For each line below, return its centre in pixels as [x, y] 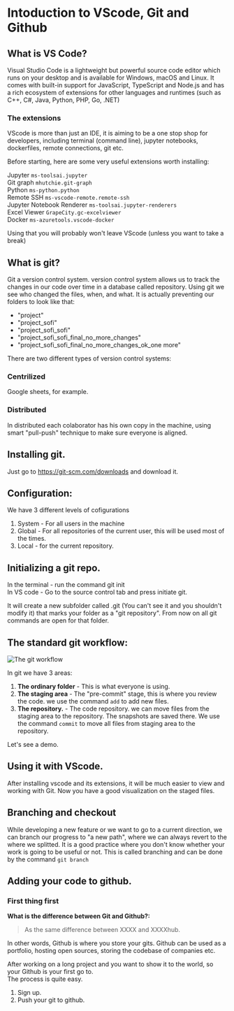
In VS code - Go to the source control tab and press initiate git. [97, 592]
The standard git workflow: [67, 642]
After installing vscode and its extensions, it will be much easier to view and [116, 783]
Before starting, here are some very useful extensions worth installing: [108, 161]
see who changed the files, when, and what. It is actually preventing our [111, 294]
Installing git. [36, 454]
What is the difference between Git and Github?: [79, 916]
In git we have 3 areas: [40, 673]
